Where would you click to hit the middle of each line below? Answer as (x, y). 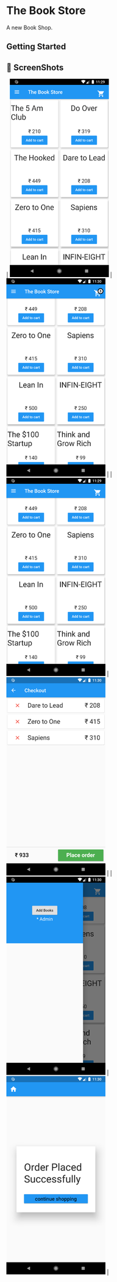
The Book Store (46, 11)
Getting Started (36, 47)
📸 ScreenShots (35, 67)
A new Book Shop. (30, 27)
